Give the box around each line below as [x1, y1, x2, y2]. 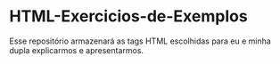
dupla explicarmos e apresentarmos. [9, 44, 144, 55]
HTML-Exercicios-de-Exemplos [9, 6, 248, 27]
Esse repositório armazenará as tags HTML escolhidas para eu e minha [9, 36, 272, 46]
